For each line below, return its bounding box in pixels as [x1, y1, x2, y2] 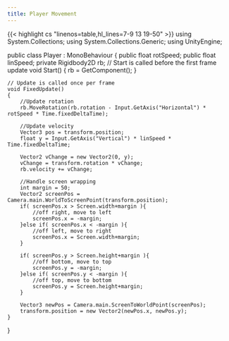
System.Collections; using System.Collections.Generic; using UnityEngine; [7, 37, 223, 46]
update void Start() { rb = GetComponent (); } [7, 66, 137, 74]
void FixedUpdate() [7, 85, 65, 92]
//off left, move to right [32, 227, 112, 235]
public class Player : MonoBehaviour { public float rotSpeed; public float [7, 51, 216, 59]
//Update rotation [20, 98, 74, 105]
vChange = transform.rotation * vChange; [20, 159, 143, 166]
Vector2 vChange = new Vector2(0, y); [20, 153, 134, 161]
